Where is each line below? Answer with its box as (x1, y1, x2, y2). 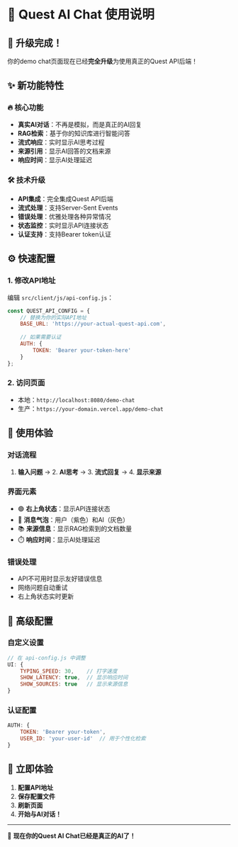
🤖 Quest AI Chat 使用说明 (7, 6, 155, 23)
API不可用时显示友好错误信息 (17, 574, 103, 583)
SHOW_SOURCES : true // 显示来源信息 (20, 681, 128, 688)
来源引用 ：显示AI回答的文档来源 (17, 147, 111, 155)
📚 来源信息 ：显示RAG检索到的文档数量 (17, 524, 132, 533)
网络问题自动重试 (17, 584, 68, 592)
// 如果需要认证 (20, 334, 62, 341)
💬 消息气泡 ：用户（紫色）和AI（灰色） (17, 515, 130, 524)
